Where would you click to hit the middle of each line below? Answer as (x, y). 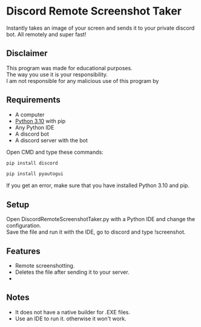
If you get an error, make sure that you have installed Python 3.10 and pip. (98, 185)
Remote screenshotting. (45, 265)
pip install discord (32, 163)
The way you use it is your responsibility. (57, 74)
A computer (30, 114)
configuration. (24, 226)
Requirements (33, 100)
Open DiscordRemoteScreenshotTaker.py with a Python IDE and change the (101, 219)
